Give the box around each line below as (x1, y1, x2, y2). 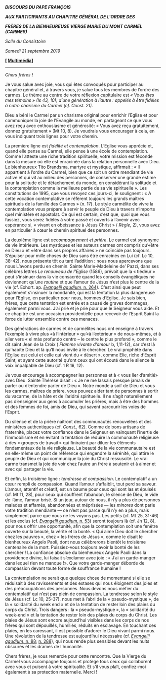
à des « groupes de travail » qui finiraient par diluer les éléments (5, 440, 136, 446)
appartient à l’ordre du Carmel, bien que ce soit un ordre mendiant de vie (5, 169, 153, 175)
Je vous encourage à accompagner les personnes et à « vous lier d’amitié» (5, 372, 158, 378)
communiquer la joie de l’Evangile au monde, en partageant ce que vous (5, 118, 152, 123)
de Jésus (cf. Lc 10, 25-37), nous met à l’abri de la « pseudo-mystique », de (5, 596, 159, 602)
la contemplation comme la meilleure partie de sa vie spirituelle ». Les (5, 185, 147, 191)
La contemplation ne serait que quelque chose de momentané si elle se (5, 575, 151, 581)
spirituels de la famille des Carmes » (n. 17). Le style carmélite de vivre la (5, 201, 154, 206)
